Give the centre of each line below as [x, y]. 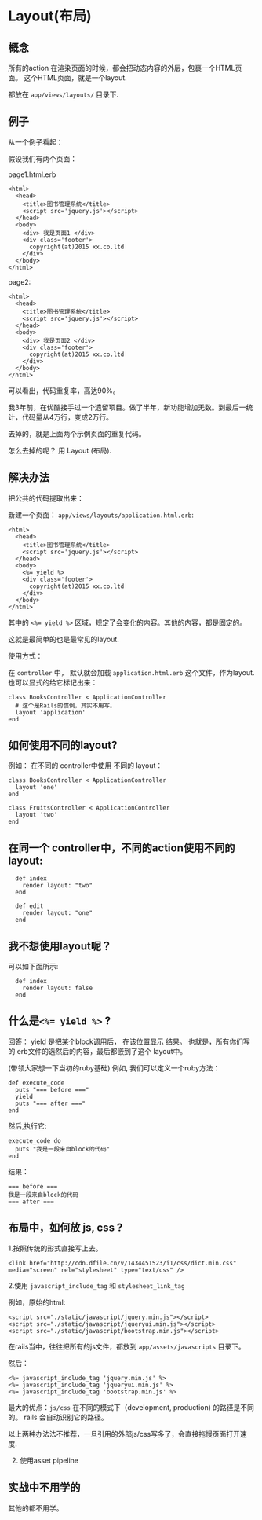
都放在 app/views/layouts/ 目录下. [64, 94]
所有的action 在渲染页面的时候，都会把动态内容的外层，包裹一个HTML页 [125, 68]
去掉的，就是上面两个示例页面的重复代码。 [77, 434]
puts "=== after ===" [51, 1103]
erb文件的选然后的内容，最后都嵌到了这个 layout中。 [102, 1051]
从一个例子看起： [36, 141]
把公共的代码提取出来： [46, 498]
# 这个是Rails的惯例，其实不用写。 [65, 705]
